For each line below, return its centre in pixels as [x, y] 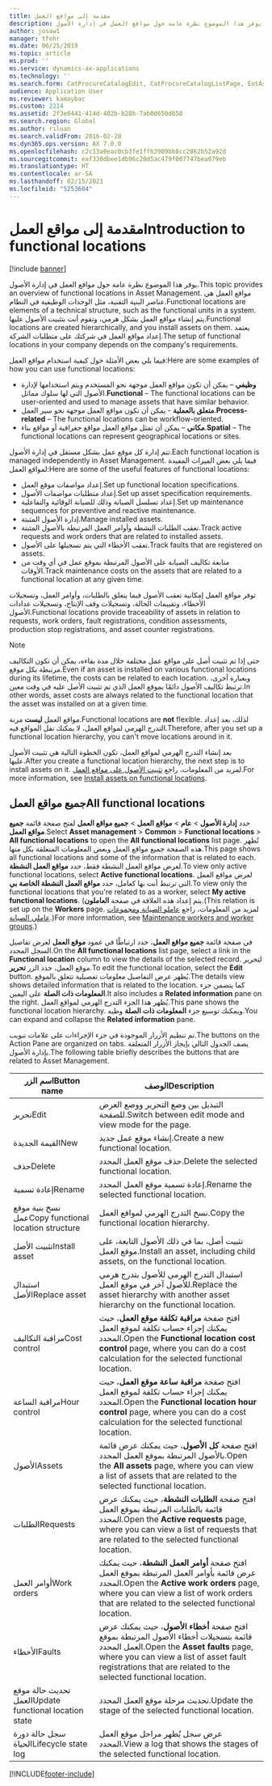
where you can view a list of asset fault [173, 1657]
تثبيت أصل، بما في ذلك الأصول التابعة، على [171, 1241]
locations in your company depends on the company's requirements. [124, 344]
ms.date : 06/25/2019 [44, 46]
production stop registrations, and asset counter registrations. [112, 629]
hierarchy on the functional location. [167, 1305]
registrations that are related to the [165, 1666]
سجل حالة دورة [40, 1733]
